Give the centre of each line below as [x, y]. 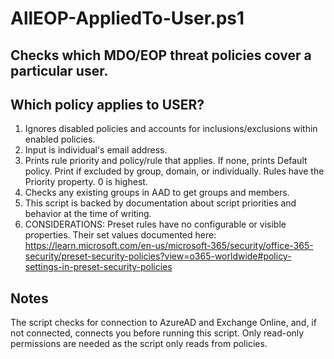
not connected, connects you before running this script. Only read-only [157, 333]
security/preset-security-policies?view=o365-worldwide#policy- [158, 256]
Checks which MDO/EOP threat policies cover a [161, 55]
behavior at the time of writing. [88, 214]
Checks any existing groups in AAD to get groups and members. [157, 193]
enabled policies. [60, 139]
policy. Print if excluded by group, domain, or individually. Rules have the [174, 171]
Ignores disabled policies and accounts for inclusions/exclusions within [171, 129]
